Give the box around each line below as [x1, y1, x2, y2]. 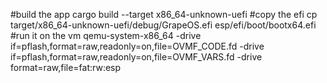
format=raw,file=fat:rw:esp [10, 62, 122, 73]
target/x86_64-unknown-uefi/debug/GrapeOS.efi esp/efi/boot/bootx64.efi [10, 19, 317, 31]
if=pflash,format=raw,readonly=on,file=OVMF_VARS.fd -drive [10, 51, 263, 63]
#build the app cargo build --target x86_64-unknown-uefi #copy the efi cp [10, 9, 318, 20]
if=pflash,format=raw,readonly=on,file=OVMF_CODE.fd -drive [10, 40, 265, 52]
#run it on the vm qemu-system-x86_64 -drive [10, 30, 202, 41]
